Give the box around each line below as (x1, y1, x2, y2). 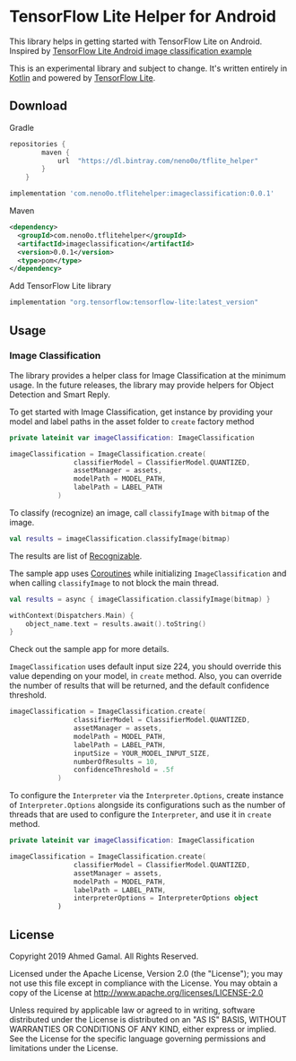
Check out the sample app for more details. (9, 644, 170, 655)
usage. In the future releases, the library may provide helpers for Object (9, 379, 274, 390)
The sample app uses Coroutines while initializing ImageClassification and (9, 568, 287, 578)
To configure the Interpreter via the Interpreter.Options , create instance (9, 790, 284, 801)
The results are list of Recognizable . (9, 550, 143, 561)
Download (9, 99, 67, 114)
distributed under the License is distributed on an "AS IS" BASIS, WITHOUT (9, 1014, 287, 1024)
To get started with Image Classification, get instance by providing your (9, 406, 274, 417)
